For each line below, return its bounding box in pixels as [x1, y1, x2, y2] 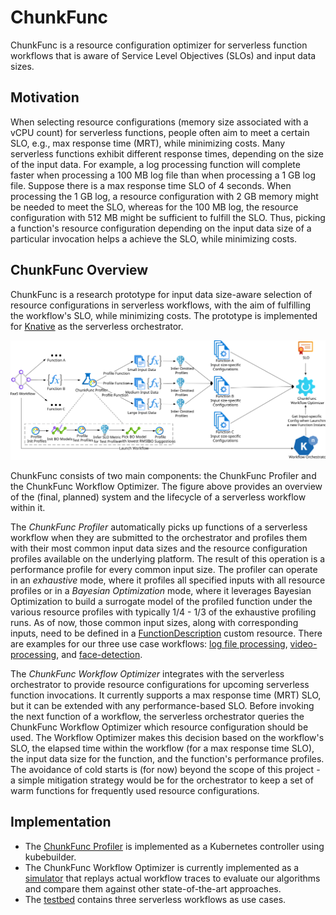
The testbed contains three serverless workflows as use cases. [24, 893, 287, 905]
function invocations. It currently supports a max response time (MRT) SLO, [10, 689, 322, 701]
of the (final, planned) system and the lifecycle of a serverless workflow [10, 491, 307, 503]
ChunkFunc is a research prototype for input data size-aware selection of [10, 288, 313, 300]
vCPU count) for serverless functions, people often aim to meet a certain [10, 126, 310, 138]
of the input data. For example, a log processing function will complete [10, 158, 301, 170]
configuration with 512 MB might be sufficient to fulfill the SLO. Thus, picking [10, 211, 326, 223]
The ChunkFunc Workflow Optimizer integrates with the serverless [10, 668, 285, 680]
